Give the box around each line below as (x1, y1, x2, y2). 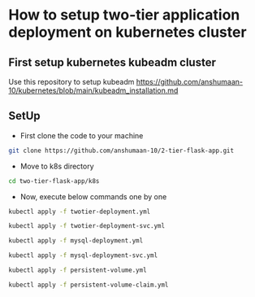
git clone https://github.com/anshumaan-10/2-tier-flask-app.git (8, 146, 234, 155)
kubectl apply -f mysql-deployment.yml (8, 237, 144, 245)
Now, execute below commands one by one (19, 191, 167, 201)
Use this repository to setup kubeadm (8, 77, 135, 86)
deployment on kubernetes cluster (8, 23, 247, 41)
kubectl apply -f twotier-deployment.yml (8, 207, 151, 216)
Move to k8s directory (19, 161, 95, 171)
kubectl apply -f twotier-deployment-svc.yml (8, 222, 165, 230)
